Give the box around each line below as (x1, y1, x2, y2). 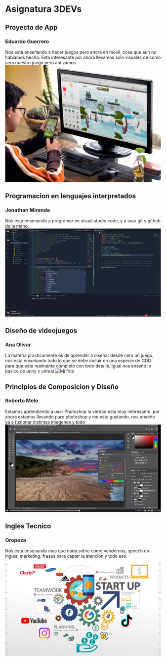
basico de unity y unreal (5, 368, 54, 374)
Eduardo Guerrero (5, 38, 49, 45)
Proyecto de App (5, 23, 58, 32)
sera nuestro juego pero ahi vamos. (5, 59, 78, 65)
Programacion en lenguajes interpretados (5, 192, 136, 200)
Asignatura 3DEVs (5, 3, 82, 15)
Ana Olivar (5, 341, 31, 348)
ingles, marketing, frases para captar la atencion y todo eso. (5, 553, 127, 559)
